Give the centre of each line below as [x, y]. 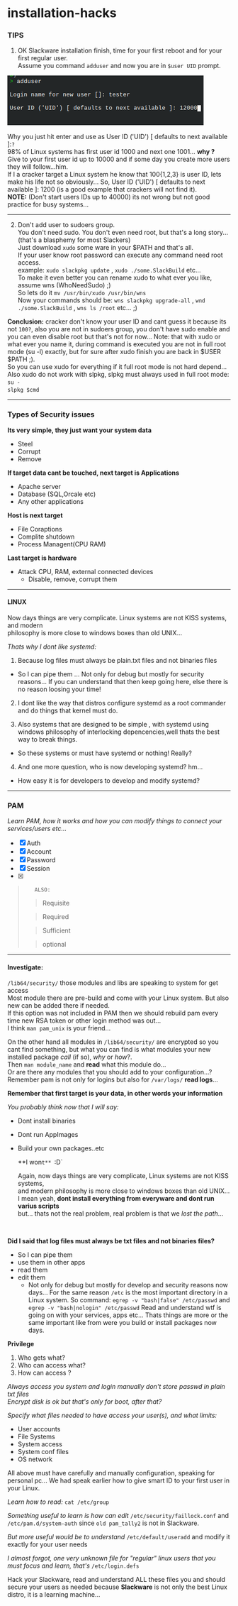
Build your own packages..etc [61, 1148]
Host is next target [35, 515]
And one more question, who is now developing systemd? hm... [110, 766]
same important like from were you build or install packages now [123, 1323]
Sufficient [56, 930]
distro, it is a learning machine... [54, 1595]
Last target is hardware [42, 558]
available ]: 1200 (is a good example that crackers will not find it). [102, 189]
